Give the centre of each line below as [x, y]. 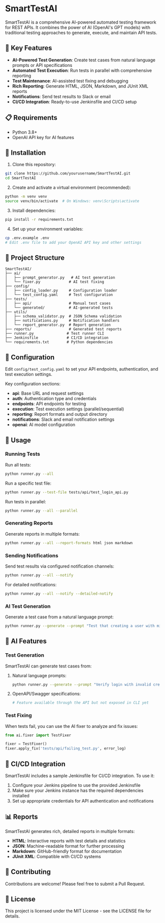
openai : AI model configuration [44, 425]
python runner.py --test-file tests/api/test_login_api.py [67, 492]
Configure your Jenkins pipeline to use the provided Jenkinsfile [76, 785]
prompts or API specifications [42, 65]
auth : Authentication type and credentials [54, 399]
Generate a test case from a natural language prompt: [59, 617]
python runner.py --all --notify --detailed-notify [59, 593]
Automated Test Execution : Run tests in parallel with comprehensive [82, 70]
